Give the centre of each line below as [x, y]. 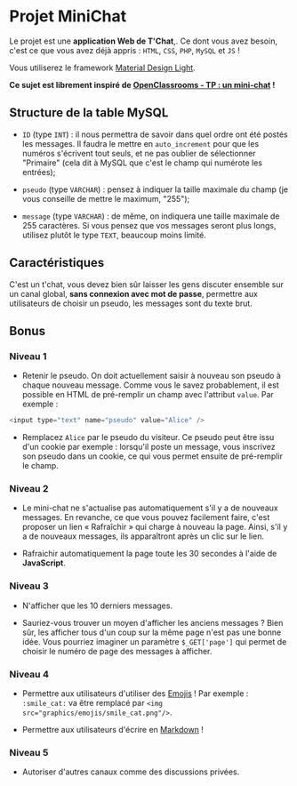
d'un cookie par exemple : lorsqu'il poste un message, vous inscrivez [148, 447]
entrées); [39, 172]
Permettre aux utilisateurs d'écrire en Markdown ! [113, 730]
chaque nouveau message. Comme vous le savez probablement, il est [150, 385]
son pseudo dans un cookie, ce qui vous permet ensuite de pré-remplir [152, 456]
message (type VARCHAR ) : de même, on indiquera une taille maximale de [151, 216]
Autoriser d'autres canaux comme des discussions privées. [131, 772]
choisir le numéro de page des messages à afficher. [117, 651]
